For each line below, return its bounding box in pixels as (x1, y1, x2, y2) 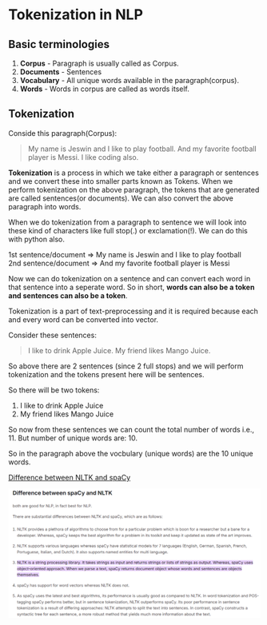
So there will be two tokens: (8, 385, 100, 395)
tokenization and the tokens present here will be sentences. (8, 369, 205, 379)
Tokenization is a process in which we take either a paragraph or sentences (8, 168, 260, 177)
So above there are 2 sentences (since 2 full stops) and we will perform (8, 361, 244, 371)
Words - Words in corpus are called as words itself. (19, 84, 190, 94)
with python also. (8, 234, 66, 244)
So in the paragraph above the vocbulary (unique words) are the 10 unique (8, 448, 253, 458)
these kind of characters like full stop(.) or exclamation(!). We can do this (8, 225, 248, 235)
